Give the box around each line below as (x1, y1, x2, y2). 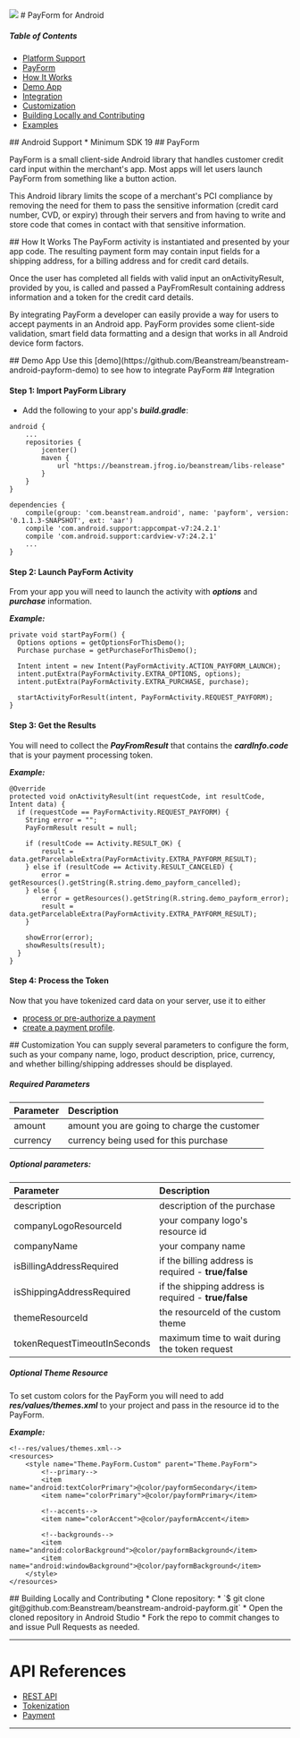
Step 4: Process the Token (9, 975, 109, 986)
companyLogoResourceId (13, 1220, 122, 1232)
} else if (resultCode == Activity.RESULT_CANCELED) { (25, 862, 234, 871)
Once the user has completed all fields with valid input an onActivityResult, (9, 272, 284, 283)
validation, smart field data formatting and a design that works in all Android (9, 328, 288, 338)
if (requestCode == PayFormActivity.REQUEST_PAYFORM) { (17, 808, 229, 817)
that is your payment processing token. (9, 749, 154, 760)
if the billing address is (159, 1254, 254, 1266)
